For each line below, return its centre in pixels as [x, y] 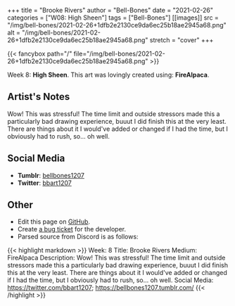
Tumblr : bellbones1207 [51, 175]
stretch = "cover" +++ [182, 40]
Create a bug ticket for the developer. [72, 229]
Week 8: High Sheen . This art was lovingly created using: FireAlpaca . [108, 75]
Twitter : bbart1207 [44, 183]
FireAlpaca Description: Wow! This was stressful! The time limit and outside [116, 258]
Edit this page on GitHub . [53, 222]
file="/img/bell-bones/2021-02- [119, 53]
